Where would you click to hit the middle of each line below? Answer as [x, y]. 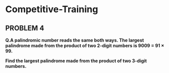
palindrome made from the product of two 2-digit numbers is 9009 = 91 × [85, 46]
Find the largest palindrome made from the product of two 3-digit [76, 61]
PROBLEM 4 [25, 28]
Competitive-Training [52, 9]
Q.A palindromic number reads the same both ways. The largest [75, 40]
